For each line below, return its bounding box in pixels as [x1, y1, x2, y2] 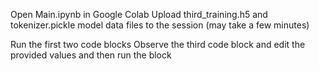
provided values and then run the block [10, 49, 172, 61]
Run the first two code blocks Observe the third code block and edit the [10, 39, 306, 50]
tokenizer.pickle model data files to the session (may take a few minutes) [10, 19, 310, 31]
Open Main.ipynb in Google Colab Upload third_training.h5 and [10, 9, 268, 20]
